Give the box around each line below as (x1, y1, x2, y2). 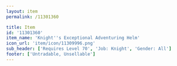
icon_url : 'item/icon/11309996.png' (6, 41, 96, 46)
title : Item (6, 24, 35, 30)
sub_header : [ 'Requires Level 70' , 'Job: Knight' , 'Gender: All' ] (6, 46, 172, 52)
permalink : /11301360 (6, 14, 59, 20)
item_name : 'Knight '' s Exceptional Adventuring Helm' (6, 35, 141, 41)
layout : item (6, 8, 38, 14)
